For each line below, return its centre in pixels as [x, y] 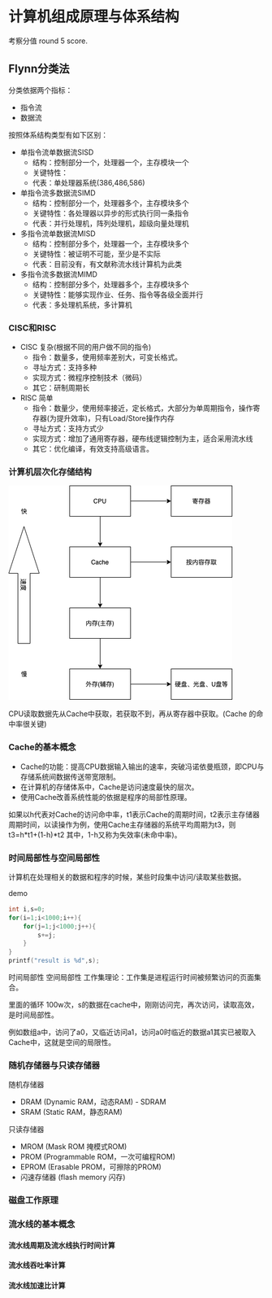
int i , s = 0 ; [27, 909]
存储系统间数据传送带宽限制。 [70, 776]
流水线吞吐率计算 [37, 1265]
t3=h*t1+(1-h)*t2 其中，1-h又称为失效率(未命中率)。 [95, 834]
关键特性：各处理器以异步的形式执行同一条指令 [110, 213]
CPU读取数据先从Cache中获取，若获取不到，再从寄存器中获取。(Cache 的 [132, 714]
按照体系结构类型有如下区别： [58, 134]
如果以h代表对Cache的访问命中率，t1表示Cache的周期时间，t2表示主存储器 [134, 814]
